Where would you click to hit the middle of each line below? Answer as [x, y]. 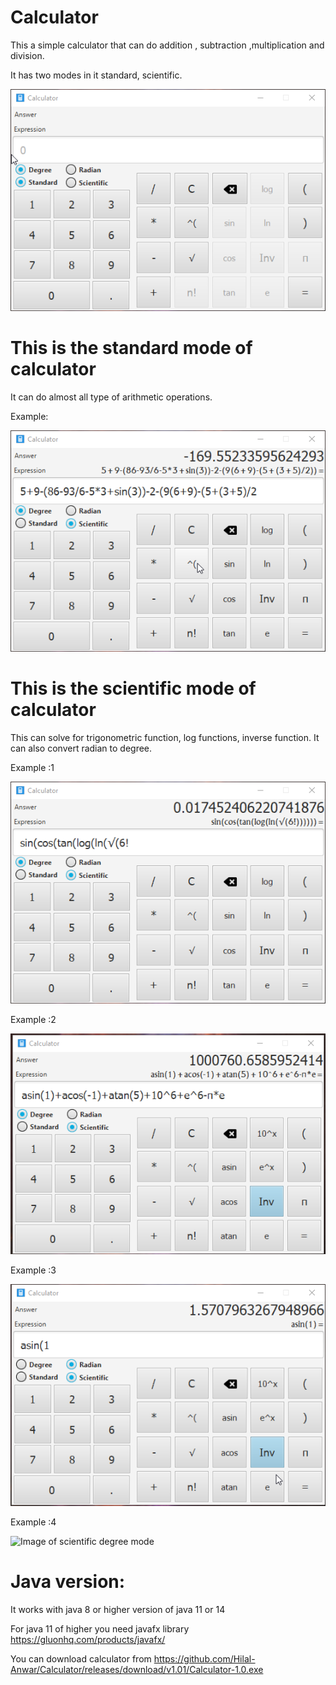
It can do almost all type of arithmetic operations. [111, 397]
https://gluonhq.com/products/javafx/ [88, 1640]
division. [27, 55]
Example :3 [33, 1270]
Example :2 [33, 1019]
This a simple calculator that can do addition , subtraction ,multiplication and [167, 45]
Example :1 [32, 768]
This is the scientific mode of [133, 688]
